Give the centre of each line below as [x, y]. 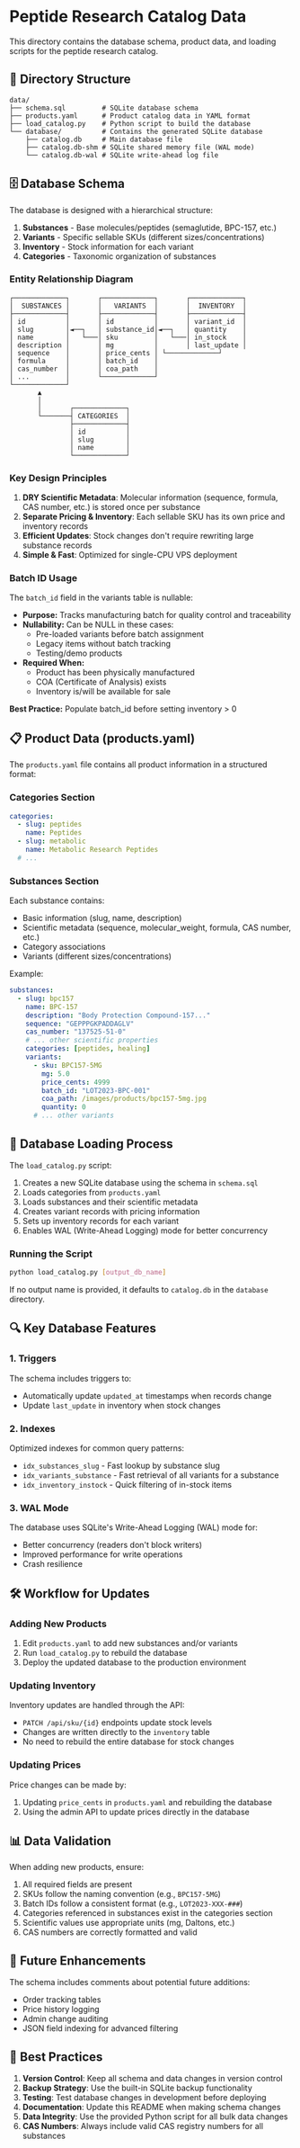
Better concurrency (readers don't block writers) [112, 1545]
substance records [57, 545]
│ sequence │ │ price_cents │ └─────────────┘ [116, 353]
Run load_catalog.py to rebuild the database [105, 1653]
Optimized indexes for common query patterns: [97, 1448]
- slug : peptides [50, 825]
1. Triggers [33, 1358]
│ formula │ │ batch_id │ [84, 361]
